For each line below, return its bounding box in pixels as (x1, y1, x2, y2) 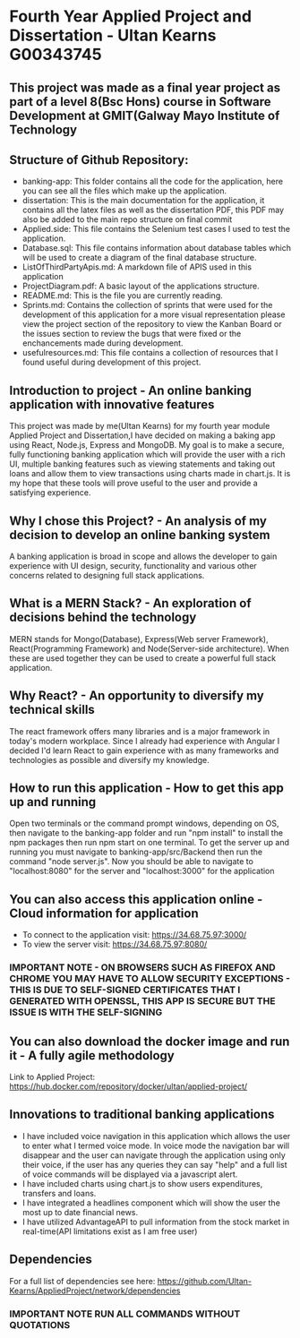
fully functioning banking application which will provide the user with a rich (9, 450, 286, 460)
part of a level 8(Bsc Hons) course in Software (9, 94, 271, 109)
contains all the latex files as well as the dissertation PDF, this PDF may (21, 204, 285, 216)
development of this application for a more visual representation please (21, 309, 286, 320)
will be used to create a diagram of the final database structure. (21, 253, 257, 263)
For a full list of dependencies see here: (9, 1275, 156, 1286)
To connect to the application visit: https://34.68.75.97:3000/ (21, 930, 247, 940)
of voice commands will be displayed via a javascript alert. (21, 1169, 238, 1179)
